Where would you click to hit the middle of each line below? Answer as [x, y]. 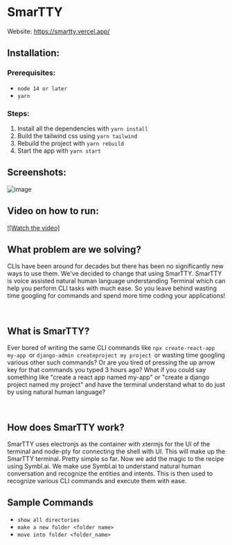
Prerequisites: [32, 73]
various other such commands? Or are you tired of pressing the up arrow [111, 362]
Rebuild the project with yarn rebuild [71, 143]
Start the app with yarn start [59, 151]
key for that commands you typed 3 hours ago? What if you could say [107, 370]
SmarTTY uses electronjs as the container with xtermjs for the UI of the [109, 444]
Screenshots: [37, 173]
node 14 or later [42, 89]
